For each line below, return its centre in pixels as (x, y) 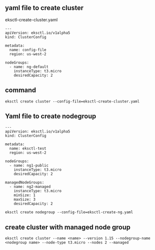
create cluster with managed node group (68, 227)
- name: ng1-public (29, 166)
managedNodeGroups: (25, 183)
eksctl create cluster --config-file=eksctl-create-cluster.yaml (72, 101)
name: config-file (28, 50)
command (21, 90)
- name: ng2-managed (30, 187)
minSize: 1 (25, 195)
